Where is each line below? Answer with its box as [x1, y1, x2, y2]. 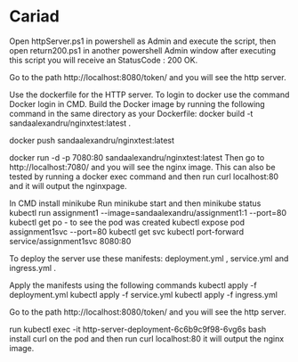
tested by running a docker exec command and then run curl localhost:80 [9, 171, 278, 182]
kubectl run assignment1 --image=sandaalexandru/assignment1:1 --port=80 [9, 207, 287, 218]
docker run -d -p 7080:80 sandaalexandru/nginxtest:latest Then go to [9, 152, 265, 162]
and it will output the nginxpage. [9, 180, 127, 191]
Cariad [9, 6, 60, 27]
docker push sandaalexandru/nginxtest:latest [9, 135, 175, 145]
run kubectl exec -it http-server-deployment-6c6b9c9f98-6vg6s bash [9, 324, 267, 334]
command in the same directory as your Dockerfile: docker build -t [9, 108, 254, 119]
